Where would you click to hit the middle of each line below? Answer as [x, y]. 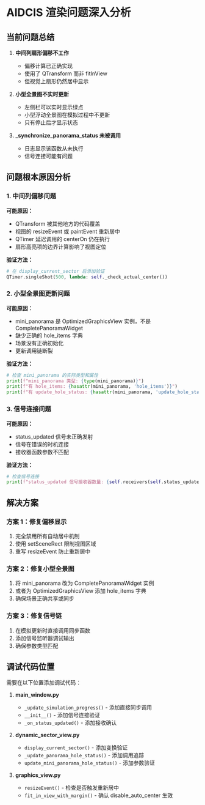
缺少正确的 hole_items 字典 [49, 335]
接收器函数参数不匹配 [42, 452]
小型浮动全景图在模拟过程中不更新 [67, 115]
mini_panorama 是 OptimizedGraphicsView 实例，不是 [83, 321]
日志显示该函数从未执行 [54, 148]
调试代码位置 [31, 666]
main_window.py [37, 695]
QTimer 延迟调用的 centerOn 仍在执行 [63, 239]
